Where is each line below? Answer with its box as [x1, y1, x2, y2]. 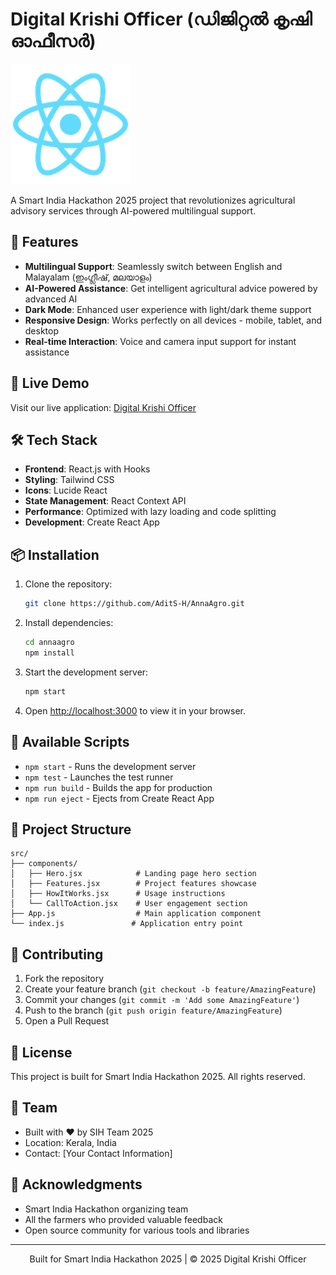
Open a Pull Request [24, 1015, 110, 1027]
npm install [24, 648, 75, 658]
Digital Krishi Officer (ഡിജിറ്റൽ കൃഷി [10, 8, 313, 31]
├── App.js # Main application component [10, 909, 262, 919]
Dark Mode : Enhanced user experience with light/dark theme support [24, 303, 312, 315]
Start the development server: [24, 666, 149, 678]
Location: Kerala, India [24, 1136, 117, 1148]
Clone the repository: [24, 578, 113, 590]
